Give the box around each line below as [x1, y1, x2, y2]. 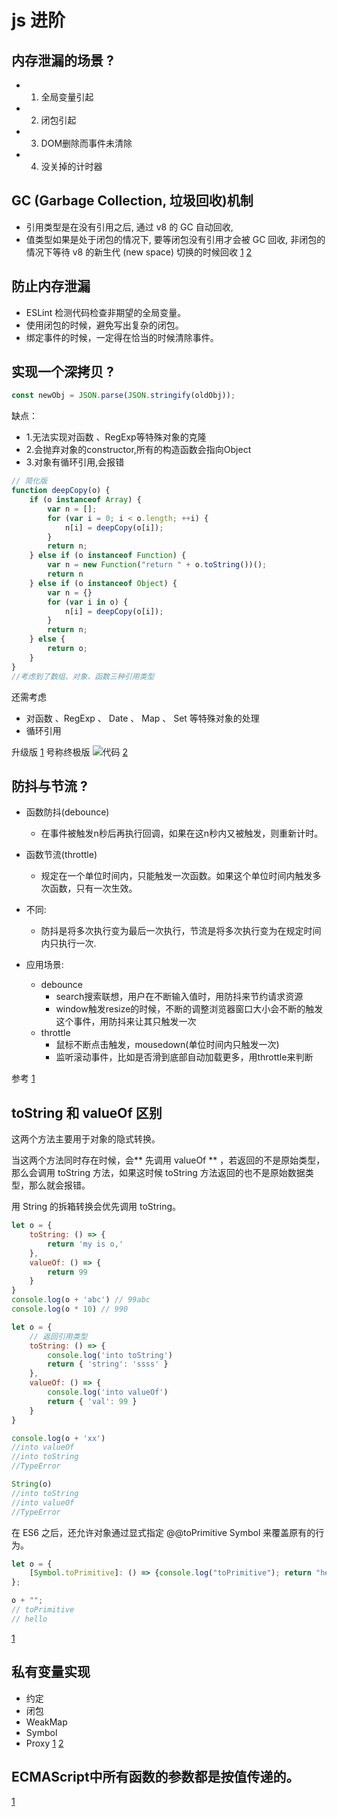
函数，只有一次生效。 [49, 882, 138, 895]
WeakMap [25, 1716, 68, 1728]
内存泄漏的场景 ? [11, 52, 114, 69]
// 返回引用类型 [29, 1331, 88, 1341]
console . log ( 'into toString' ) [47, 1350, 173, 1360]
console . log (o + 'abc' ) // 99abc [11, 1295, 151, 1305]
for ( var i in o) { [47, 597, 129, 607]
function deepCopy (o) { [11, 486, 111, 496]
